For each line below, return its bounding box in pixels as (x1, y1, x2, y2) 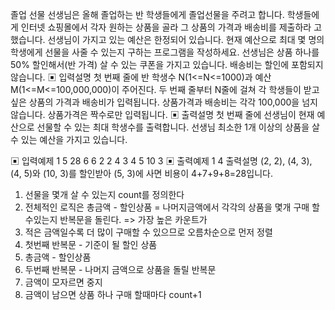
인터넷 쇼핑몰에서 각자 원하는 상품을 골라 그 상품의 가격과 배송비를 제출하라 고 (20, 21, 323, 33)
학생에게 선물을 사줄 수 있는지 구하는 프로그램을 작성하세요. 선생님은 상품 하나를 (10, 46, 320, 58)
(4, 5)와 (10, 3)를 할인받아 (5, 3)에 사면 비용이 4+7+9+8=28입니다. (10, 168, 273, 179)
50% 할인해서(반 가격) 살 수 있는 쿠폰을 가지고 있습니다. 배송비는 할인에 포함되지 (10, 59, 324, 70)
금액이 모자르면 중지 (24, 276, 103, 288)
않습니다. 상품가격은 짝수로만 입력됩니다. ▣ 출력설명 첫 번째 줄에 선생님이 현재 (10, 109, 315, 120)
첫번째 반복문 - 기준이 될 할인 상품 (24, 239, 158, 250)
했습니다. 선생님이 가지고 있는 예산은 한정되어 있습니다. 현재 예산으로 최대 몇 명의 (10, 34, 325, 45)
